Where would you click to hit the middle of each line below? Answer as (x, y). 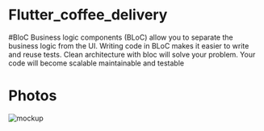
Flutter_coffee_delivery (88, 15)
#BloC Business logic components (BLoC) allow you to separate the (121, 37)
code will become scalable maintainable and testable (96, 63)
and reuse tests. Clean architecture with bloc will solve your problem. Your (132, 54)
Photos (33, 96)
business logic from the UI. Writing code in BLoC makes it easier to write (129, 45)
